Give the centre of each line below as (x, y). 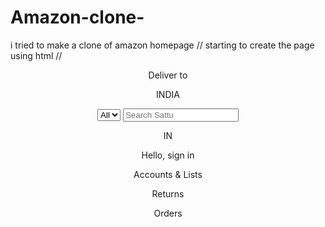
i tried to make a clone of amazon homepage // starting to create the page (162, 45)
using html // (36, 55)
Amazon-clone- (77, 17)
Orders (168, 213)
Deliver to (168, 75)
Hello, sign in (168, 155)
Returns (168, 193)
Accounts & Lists (168, 174)
